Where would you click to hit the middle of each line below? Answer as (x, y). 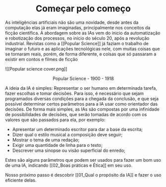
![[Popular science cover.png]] (36, 69)
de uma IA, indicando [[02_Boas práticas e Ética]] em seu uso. (69, 165)
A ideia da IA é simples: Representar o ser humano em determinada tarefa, (81, 88)
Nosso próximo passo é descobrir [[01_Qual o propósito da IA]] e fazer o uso (83, 175)
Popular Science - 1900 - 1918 (83, 78)
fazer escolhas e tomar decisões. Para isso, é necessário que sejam (75, 93)
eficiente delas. (21, 180)
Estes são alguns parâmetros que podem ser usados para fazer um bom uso (83, 160)
